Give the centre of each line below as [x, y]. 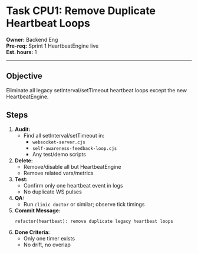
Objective [24, 76]
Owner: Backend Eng [32, 39]
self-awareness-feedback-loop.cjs [75, 148]
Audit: [22, 129]
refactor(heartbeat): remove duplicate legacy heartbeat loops [94, 221]
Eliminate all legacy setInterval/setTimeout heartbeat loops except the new [97, 90]
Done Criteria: [32, 232]
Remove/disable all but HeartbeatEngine [72, 166]
